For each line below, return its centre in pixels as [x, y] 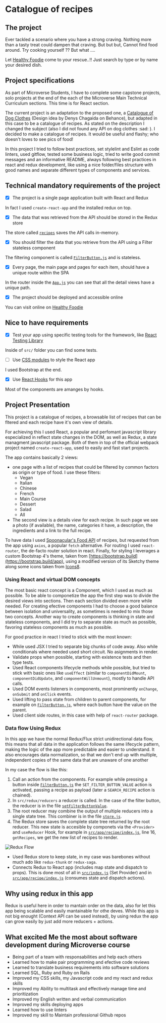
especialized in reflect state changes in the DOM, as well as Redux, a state [81, 437]
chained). [22, 795]
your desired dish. [24, 65]
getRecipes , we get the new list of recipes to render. [65, 837]
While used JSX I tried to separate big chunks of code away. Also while [85, 647]
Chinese [28, 488]
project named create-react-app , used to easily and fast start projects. [77, 448]
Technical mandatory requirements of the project [83, 186]
